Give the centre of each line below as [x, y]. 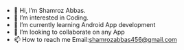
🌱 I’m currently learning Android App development [84, 25]
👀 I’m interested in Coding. [51, 18]
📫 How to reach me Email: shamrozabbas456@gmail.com [95, 40]
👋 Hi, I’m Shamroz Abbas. [49, 10]
